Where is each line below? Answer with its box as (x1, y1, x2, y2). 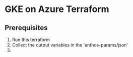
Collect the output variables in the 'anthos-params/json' (12, 42, 128, 48)
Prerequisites (5, 23, 48, 32)
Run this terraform (12, 36, 50, 42)
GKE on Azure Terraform (5, 3, 109, 15)
